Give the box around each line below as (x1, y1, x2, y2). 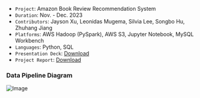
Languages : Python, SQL (14, 43, 74, 51)
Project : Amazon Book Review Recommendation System (14, 5, 157, 12)
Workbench (14, 37, 44, 44)
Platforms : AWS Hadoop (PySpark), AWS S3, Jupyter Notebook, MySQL (14, 31, 194, 38)
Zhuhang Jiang (14, 24, 53, 31)
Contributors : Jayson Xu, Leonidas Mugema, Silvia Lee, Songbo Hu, (14, 18, 185, 25)
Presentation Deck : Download (14, 50, 89, 57)
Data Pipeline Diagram (6, 71, 73, 79)
